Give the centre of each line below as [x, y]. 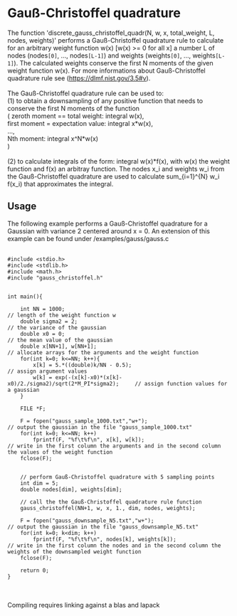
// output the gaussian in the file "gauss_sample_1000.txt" [100, 427]
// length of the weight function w [62, 315]
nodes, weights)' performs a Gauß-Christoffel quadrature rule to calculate [116, 40]
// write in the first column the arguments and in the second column [114, 446]
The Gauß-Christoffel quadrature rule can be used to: [86, 93]
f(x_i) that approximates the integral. [60, 184]
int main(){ [25, 297]
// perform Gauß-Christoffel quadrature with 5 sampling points [117, 477]
